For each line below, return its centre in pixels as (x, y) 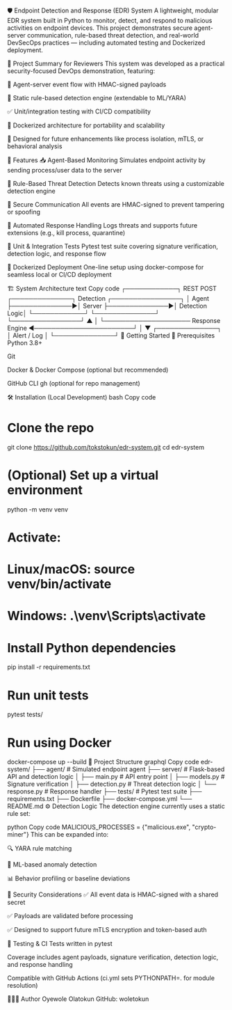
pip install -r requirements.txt (49, 667)
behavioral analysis (35, 146)
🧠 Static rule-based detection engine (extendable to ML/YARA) (97, 98)
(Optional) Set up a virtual (83, 475)
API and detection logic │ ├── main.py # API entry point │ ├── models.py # (116, 777)
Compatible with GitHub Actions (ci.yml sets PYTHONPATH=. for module (111, 978)
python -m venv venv (38, 509)
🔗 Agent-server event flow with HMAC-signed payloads (87, 84)
